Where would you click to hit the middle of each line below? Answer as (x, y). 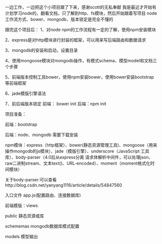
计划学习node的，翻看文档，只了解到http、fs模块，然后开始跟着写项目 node (81, 13)
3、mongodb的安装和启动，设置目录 (41, 50)
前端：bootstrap (21, 124)
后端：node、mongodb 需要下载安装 (42, 135)
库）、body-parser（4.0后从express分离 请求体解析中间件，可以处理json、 (79, 157)
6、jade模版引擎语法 (25, 93)
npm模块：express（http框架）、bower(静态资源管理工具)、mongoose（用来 (81, 145)
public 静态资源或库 (25, 216)
